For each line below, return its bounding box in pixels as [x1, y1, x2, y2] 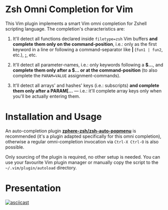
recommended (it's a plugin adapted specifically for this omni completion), [5, 133, 162, 139]
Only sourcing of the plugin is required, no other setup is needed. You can [5, 154, 160, 160]
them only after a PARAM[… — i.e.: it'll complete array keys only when [12, 87, 162, 94]
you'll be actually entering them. [12, 93, 80, 99]
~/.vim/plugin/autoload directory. [5, 164, 77, 171]
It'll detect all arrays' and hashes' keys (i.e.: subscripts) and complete [12, 82, 159, 88]
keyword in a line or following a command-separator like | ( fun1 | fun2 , [12, 46, 163, 52]
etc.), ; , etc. [12, 52, 37, 58]
